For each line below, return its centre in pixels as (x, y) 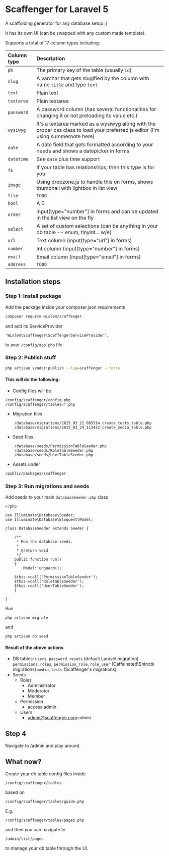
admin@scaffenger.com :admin (59, 718)
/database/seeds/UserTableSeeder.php (54, 455)
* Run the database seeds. (45, 542)
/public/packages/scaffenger (36, 473)
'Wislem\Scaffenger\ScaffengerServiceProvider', (57, 335)
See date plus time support (68, 159)
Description (51, 58)
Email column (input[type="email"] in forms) (89, 257)
